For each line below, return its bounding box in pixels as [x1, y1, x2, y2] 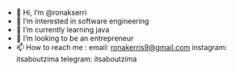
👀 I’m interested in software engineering [15, 16, 149, 26]
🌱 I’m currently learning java [15, 25, 110, 34]
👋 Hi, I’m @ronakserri [15, 8, 87, 17]
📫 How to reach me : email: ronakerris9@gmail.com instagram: [15, 43, 228, 52]
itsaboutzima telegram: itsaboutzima [15, 54, 137, 64]
